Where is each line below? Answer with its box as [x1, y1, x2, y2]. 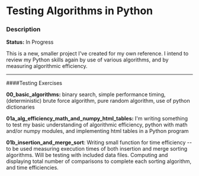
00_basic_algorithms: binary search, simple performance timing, [6, 91, 166, 98]
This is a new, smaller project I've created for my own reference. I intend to [6, 50, 189, 57]
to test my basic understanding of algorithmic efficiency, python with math [6, 121, 188, 128]
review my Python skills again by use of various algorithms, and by [6, 56, 169, 63]
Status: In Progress [6, 38, 54, 45]
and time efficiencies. [6, 164, 59, 171]
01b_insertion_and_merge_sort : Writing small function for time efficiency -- [6, 139, 192, 146]
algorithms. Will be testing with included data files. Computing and [6, 152, 168, 159]
